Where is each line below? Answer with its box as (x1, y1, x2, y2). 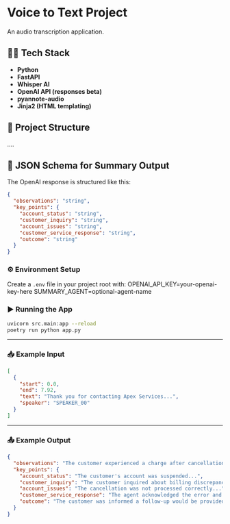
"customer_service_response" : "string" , (19, 229, 136, 236)
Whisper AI (16, 80, 50, 88)
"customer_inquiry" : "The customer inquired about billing (19, 479, 192, 486)
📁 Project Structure (7, 122, 90, 134)
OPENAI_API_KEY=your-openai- (127, 280, 218, 288)
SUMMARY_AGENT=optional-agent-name (34, 288, 152, 296)
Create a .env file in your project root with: (7, 280, 127, 288)
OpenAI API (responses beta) (16, 87, 103, 95)
